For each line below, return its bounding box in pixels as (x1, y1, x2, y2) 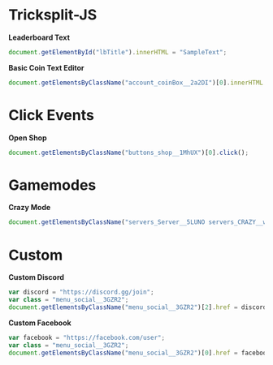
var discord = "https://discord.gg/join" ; (8, 288, 154, 297)
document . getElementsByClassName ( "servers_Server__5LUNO (8, 218, 206, 226)
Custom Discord (8, 273, 65, 282)
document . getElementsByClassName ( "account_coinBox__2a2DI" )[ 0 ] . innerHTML (8, 79, 264, 87)
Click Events (8, 105, 95, 124)
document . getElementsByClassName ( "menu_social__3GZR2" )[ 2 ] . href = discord (8, 303, 267, 311)
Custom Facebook (8, 318, 71, 328)
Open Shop (8, 132, 47, 143)
